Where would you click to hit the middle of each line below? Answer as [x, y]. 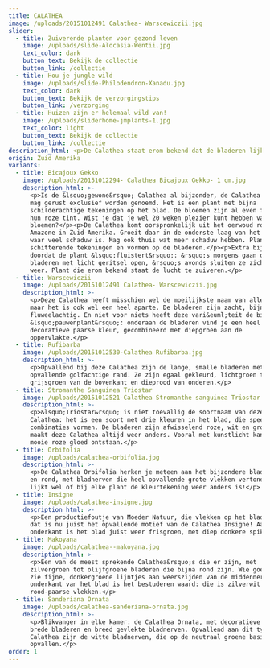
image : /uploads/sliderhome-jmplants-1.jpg [97, 121]
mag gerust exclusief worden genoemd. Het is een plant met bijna [143, 203]
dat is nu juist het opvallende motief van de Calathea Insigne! [141, 525]
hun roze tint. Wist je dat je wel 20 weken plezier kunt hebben [141, 218]
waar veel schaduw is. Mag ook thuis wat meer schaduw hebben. [138, 241]
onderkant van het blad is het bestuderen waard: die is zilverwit [145, 584]
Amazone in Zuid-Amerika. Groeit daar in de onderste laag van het [145, 233]
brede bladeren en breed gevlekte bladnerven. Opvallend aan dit [141, 629]
